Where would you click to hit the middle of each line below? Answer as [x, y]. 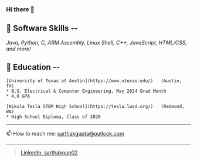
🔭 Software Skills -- [42, 28]
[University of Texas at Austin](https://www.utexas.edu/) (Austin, [94, 81]
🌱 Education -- [33, 67]
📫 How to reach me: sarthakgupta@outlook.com [65, 133]
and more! [18, 49]
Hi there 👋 [21, 9]
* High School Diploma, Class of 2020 [53, 117]
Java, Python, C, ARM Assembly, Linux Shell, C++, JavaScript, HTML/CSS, [97, 42]
